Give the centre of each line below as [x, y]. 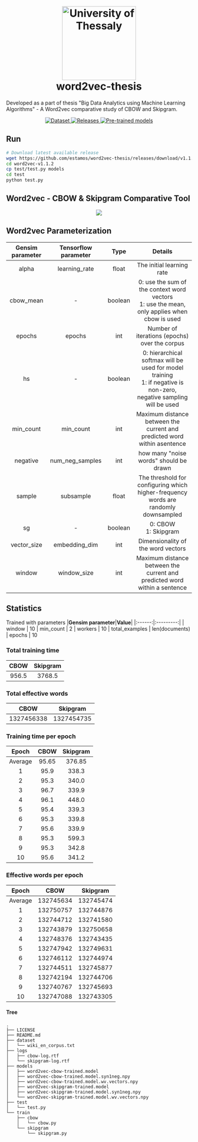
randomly [162, 507]
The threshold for [162, 477]
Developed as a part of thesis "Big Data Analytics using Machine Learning [96, 103]
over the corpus [162, 343]
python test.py [25, 180]
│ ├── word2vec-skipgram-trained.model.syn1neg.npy [74, 1092]
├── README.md [24, 1035]
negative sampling [162, 397]
